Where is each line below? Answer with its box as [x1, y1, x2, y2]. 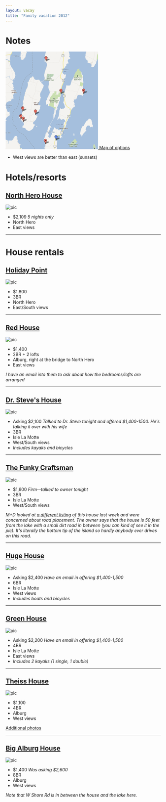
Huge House [5, 552, 45, 560]
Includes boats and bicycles [12, 595, 70, 601]
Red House [5, 323, 40, 332]
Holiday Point [5, 266, 48, 274]
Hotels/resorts [5, 172, 66, 183]
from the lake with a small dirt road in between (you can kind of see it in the [5, 522, 160, 528]
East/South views [12, 305, 48, 311]
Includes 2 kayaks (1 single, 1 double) [12, 658, 89, 664]
